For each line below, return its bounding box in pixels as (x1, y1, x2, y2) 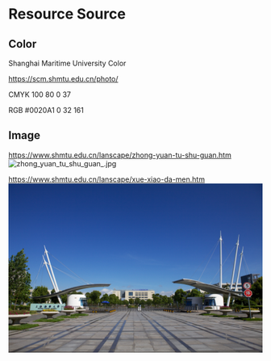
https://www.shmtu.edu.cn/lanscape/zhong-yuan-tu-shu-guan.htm (8, 150, 231, 160)
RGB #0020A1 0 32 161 (8, 106, 85, 115)
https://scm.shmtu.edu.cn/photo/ (8, 74, 119, 83)
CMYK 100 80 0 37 (8, 90, 71, 99)
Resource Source (8, 5, 127, 23)
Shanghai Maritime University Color (8, 58, 127, 68)
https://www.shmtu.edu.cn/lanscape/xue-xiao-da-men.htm (8, 174, 206, 184)
